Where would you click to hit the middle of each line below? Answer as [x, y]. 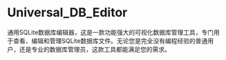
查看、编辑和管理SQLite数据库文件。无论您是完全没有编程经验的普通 [110, 41]
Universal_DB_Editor [67, 13]
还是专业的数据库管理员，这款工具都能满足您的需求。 [95, 49]
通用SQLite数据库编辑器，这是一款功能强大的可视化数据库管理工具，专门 [111, 32]
